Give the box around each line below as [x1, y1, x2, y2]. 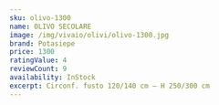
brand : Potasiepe [9, 38, 76, 48]
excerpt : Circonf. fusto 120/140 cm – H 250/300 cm [9, 81, 210, 90]
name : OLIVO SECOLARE [9, 22, 92, 31]
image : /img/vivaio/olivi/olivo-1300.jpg [9, 30, 170, 39]
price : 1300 [9, 47, 55, 57]
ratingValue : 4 [9, 56, 68, 65]
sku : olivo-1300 [9, 13, 71, 23]
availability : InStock [9, 73, 96, 82]
